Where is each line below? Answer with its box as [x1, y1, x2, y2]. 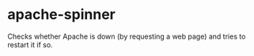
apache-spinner [7, 6, 116, 24]
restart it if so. [7, 39, 53, 49]
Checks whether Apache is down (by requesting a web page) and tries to [7, 32, 246, 41]
